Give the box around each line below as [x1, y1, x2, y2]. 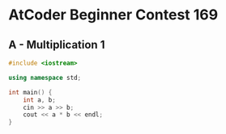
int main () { [8, 88, 53, 96]
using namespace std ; [8, 73, 82, 82]
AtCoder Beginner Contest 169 [8, 6, 219, 24]
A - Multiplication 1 [8, 38, 105, 52]
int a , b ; [23, 95, 57, 104]
